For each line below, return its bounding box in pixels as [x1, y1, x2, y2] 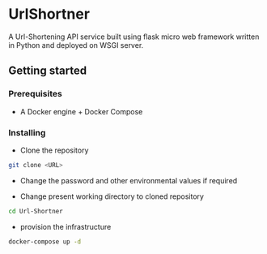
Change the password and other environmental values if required [19, 175, 238, 185]
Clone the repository [19, 145, 89, 155]
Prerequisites [8, 88, 62, 100]
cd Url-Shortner [8, 207, 63, 215]
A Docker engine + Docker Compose [19, 106, 143, 116]
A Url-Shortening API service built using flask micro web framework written [8, 32, 260, 41]
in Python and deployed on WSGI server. [8, 40, 144, 50]
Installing [8, 127, 46, 138]
